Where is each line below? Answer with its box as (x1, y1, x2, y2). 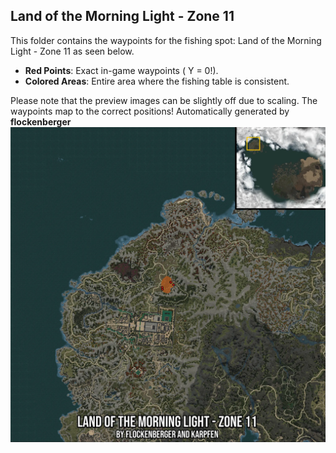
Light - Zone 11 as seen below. (10, 45, 135, 57)
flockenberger (10, 115, 72, 128)
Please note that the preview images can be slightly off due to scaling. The (10, 94, 318, 106)
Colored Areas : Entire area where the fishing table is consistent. (24, 75, 290, 87)
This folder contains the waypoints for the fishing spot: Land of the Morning (10, 34, 322, 46)
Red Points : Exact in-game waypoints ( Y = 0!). (24, 64, 219, 76)
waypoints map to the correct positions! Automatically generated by (10, 105, 290, 117)
